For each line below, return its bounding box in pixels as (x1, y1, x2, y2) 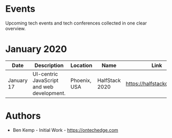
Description (34, 62, 64, 69)
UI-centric (32, 70, 58, 77)
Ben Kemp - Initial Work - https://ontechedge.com (12, 127, 119, 133)
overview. (5, 25, 26, 31)
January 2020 (5, 43, 68, 55)
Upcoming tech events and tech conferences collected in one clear (5, 20, 147, 26)
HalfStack (97, 77, 121, 84)
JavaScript (32, 77, 59, 84)
